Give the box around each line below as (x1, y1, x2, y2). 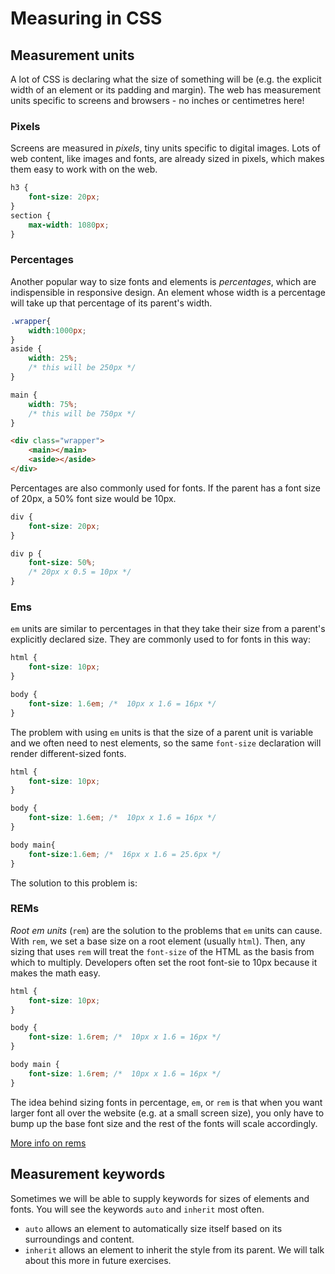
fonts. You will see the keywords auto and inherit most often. (10, 1203, 265, 1215)
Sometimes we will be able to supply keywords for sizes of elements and (10, 1192, 310, 1204)
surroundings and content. (24, 1233, 135, 1245)
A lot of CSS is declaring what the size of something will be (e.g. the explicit (10, 73, 322, 85)
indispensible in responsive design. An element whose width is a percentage (10, 286, 326, 298)
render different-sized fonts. (10, 747, 127, 759)
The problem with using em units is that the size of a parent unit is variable (10, 726, 314, 738)
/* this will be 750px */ (28, 408, 137, 419)
